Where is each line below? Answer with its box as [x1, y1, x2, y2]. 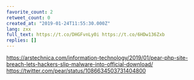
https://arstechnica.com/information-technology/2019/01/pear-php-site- [6, 54, 188, 61]
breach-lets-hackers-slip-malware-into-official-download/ [6, 60, 154, 68]
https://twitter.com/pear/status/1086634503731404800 [6, 67, 146, 74]
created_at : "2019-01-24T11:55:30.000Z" [6, 20, 111, 26]
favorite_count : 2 [6, 9, 53, 15]
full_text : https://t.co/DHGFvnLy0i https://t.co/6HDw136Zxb [6, 32, 165, 38]
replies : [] [6, 37, 37, 43]
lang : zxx [6, 26, 32, 32]
